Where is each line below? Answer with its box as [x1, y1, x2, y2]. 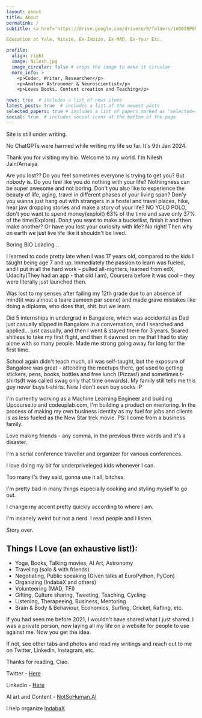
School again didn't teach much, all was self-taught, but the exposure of [6, 357, 185, 365]
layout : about [6, 8, 42, 15]
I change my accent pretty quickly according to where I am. [6, 503, 154, 510]
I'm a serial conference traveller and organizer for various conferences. [6, 450, 183, 457]
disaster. [6, 438, 28, 445]
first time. [6, 346, 30, 353]
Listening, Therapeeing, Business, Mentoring [14, 598, 126, 605]
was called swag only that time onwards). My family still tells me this [26, 377, 196, 384]
